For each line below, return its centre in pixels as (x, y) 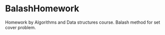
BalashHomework (42, 9)
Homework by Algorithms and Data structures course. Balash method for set (83, 22)
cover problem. (20, 27)
